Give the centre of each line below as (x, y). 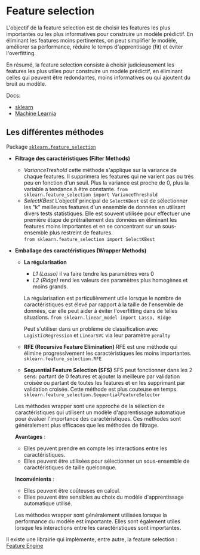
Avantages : (30, 436)
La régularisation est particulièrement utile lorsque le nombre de (102, 298)
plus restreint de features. (81, 233)
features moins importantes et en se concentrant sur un (92, 226)
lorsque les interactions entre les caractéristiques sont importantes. (98, 527)
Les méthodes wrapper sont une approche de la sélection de (90, 406)
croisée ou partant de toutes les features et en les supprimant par (104, 382)
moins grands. (50, 286)
